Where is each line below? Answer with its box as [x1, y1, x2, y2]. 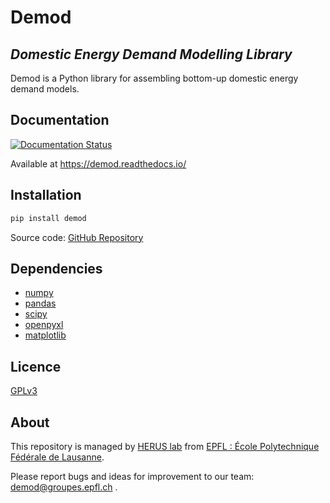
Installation [10, 187, 82, 204]
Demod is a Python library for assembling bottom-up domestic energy [10, 72, 299, 84]
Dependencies [10, 260, 103, 277]
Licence [10, 358, 62, 375]
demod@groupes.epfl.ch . [10, 481, 118, 493]
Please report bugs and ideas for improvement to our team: [10, 470, 255, 482]
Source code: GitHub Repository [10, 231, 144, 243]
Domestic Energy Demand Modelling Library [10, 46, 293, 63]
